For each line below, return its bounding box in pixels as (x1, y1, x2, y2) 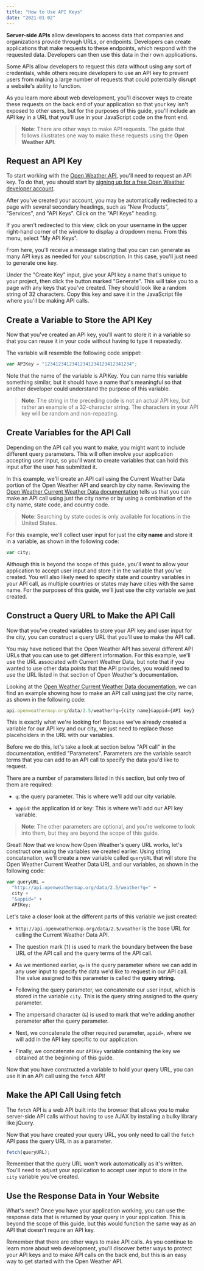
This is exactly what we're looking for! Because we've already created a (6, 718, 187, 726)
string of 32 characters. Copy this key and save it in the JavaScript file (6, 290, 183, 298)
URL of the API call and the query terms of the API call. (15, 949, 153, 957)
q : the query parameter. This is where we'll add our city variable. (15, 793, 177, 800)
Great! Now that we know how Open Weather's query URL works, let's (6, 841, 183, 849)
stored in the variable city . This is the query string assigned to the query (15, 992, 198, 999)
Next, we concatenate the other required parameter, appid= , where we (15, 1029, 192, 1036)
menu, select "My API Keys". (6, 234, 78, 242)
